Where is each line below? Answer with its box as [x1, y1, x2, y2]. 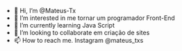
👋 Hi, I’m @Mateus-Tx [13, 7, 76, 14]
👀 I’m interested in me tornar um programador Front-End [13, 14, 175, 22]
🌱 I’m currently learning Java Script [13, 21, 115, 29]
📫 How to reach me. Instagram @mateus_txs [13, 37, 144, 44]
